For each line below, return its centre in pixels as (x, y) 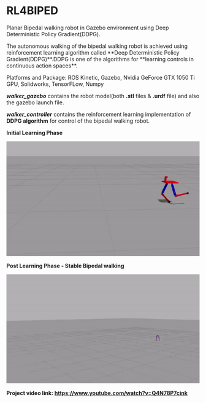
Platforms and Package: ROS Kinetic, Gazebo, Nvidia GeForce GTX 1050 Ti (101, 77)
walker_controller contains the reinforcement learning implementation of (99, 114)
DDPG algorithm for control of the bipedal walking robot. (78, 121)
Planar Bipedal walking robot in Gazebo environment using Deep (88, 28)
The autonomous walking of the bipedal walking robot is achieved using (97, 46)
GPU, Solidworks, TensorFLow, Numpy (55, 84)
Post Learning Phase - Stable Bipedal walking (65, 266)
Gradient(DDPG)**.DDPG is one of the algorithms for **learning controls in (100, 59)
